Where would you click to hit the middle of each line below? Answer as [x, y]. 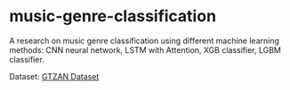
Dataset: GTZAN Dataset [54, 76]
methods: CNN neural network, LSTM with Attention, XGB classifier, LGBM [145, 49]
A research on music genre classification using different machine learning [145, 41]
